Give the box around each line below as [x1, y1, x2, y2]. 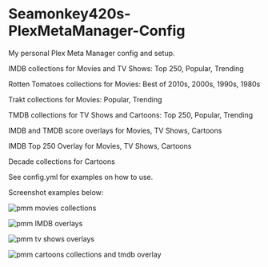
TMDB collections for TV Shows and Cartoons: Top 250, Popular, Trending [8, 110, 254, 120]
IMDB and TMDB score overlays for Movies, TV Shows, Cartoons [8, 126, 222, 135]
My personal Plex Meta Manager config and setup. [8, 48, 175, 58]
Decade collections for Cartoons [8, 157, 116, 166]
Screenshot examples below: [8, 187, 104, 197]
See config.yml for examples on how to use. [8, 172, 154, 181]
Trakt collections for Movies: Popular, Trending [8, 94, 162, 104]
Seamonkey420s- [8, 5, 131, 23]
